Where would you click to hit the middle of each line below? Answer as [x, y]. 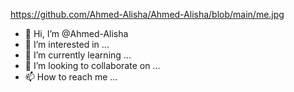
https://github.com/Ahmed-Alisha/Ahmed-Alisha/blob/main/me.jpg [147, 14]
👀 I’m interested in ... [67, 44]
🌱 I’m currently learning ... [78, 55]
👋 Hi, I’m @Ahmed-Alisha [76, 33]
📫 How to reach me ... [71, 77]
